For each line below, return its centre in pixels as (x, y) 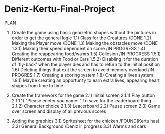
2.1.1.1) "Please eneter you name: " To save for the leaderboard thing (81, 100)
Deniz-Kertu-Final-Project (60, 9)
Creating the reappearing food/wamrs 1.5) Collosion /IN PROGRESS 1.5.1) (86, 54)
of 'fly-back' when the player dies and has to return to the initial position (86, 64)
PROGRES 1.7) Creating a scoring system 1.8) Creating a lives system (82, 75)
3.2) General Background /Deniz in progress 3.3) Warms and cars (79, 126)
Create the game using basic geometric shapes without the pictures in (84, 32)
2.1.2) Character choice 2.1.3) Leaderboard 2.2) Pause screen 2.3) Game (86, 106)
